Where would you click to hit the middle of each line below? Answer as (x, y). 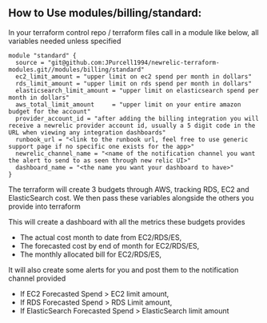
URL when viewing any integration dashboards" (87, 132)
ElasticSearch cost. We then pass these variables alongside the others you (131, 197)
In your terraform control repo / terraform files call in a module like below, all (133, 32)
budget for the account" (50, 111)
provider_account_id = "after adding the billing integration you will (137, 118)
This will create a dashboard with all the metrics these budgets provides (127, 221)
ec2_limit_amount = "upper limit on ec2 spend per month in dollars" (133, 76)
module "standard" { (43, 55)
